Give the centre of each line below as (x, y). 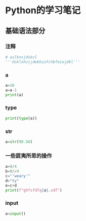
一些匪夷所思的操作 (29, 156)
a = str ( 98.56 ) (19, 142)
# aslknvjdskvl (21, 57)
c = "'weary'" (18, 176)
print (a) (14, 95)
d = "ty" (12, 180)
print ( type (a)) (21, 118)
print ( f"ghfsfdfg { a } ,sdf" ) (34, 190)
